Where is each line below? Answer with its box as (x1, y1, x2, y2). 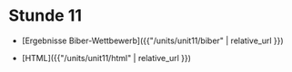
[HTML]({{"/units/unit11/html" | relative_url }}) (21, 52, 192, 63)
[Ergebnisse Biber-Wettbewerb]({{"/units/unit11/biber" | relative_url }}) (21, 35, 284, 46)
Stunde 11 (8, 5, 83, 26)
